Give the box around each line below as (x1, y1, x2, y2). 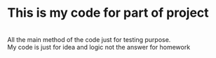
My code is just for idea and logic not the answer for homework (7, 43, 191, 51)
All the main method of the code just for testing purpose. (7, 35, 171, 43)
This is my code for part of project (7, 5, 209, 21)
